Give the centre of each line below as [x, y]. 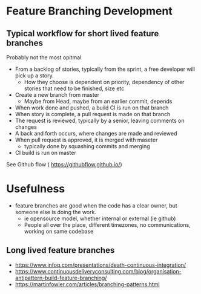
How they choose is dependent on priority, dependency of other [104, 82]
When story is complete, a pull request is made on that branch [93, 114]
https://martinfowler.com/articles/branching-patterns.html [87, 284]
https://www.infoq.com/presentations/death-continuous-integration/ [100, 265]
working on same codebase [59, 231]
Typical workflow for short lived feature [83, 34]
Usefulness [36, 189]
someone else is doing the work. [56, 212]
